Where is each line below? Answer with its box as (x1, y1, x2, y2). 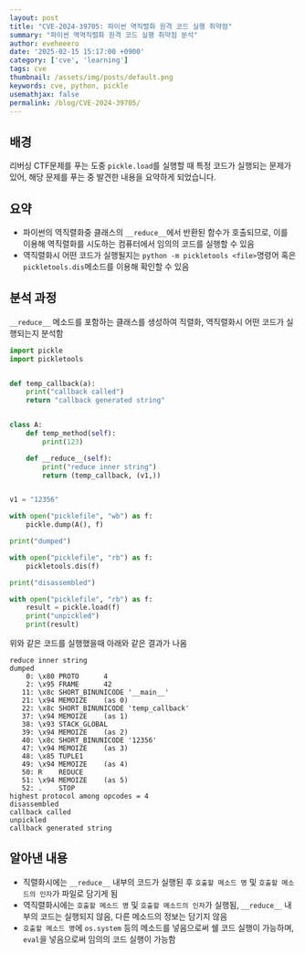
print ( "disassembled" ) (9, 578, 96, 587)
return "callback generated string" (26, 396, 166, 405)
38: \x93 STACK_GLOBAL (21, 720, 108, 729)
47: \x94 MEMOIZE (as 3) (21, 744, 129, 753)
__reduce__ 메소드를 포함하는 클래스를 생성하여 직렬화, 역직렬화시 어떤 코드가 (9, 316, 285, 327)
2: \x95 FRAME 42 (26, 680, 112, 689)
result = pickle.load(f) (26, 603, 121, 613)
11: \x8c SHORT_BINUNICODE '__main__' (21, 688, 170, 697)
